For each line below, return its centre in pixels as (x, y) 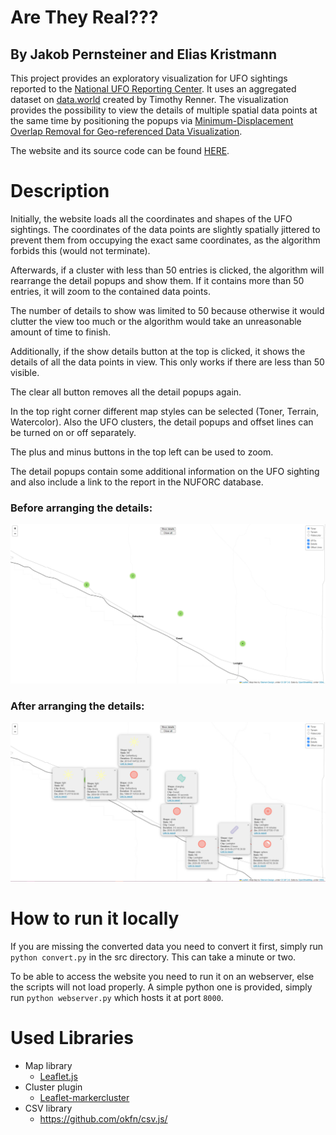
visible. (25, 372)
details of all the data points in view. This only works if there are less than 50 (167, 362)
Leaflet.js (58, 1076)
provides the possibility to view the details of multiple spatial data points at (164, 110)
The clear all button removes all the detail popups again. (126, 392)
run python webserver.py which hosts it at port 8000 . (117, 997)
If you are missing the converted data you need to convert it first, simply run (167, 946)
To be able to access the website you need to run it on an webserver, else (162, 976)
